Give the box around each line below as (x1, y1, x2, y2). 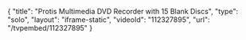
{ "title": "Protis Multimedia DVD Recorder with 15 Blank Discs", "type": (7, 7, 239, 16)
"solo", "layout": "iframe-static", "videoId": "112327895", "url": (7, 15, 210, 24)
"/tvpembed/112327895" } (7, 24, 93, 32)
